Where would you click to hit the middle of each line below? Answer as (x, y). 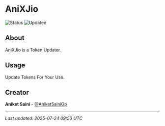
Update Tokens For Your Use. (35, 77)
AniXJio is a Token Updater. (33, 50)
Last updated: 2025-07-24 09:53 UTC (44, 118)
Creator (17, 92)
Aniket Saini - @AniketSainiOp (36, 104)
